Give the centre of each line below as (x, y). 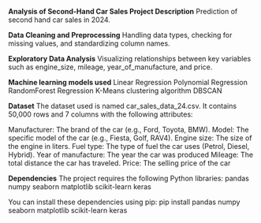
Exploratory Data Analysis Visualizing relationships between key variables (130, 59)
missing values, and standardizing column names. (89, 43)
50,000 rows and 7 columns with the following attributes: (101, 114)
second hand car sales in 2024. (59, 20)
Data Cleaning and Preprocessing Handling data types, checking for (120, 35)
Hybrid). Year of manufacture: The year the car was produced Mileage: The (131, 154)
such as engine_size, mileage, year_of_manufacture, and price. (110, 67)
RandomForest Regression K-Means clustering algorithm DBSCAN (115, 91)
